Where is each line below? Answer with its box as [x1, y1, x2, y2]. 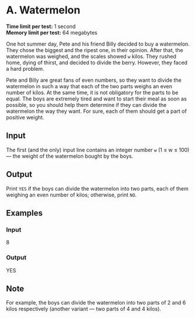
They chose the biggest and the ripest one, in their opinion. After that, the [6, 46, 183, 53]
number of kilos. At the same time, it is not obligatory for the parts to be [6, 89, 179, 96]
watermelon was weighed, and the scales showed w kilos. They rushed [6, 53, 177, 60]
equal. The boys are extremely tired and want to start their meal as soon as [6, 95, 187, 102]
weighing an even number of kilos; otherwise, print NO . [6, 191, 137, 198]
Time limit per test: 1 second [6, 23, 76, 30]
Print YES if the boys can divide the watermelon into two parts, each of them [6, 185, 189, 192]
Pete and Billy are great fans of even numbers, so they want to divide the [6, 77, 182, 84]
